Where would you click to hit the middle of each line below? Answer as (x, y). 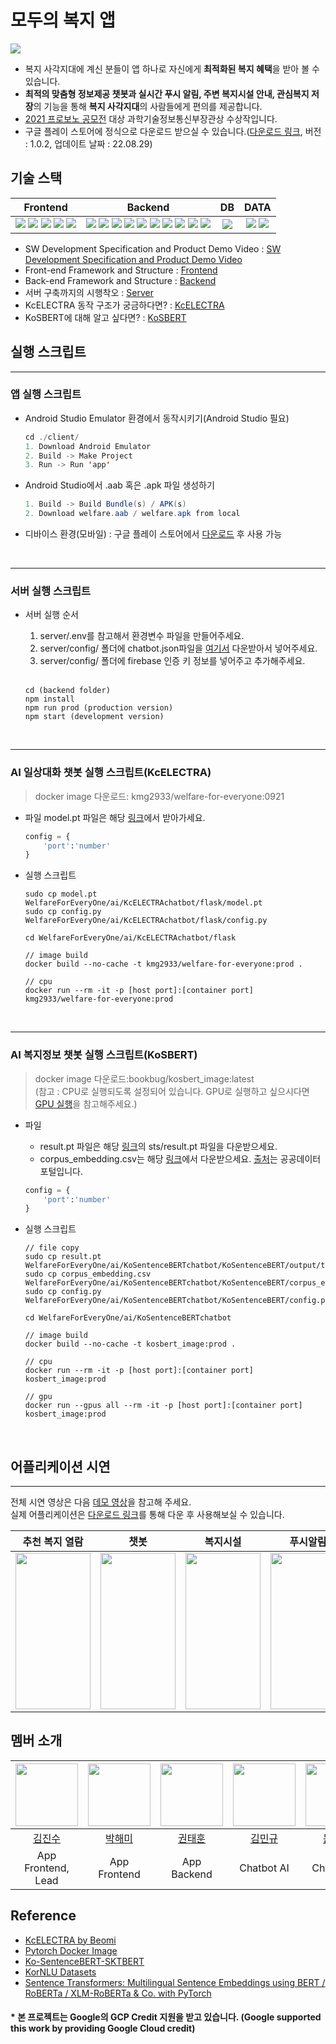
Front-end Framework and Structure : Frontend (121, 270)
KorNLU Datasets (60, 1972)
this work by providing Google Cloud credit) (103, 2028)
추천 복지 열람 (53, 1542)
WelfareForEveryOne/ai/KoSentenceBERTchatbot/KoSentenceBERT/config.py (177, 1301)
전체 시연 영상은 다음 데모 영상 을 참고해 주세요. (101, 1502)
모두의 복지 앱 (63, 20)
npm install (49, 699)
